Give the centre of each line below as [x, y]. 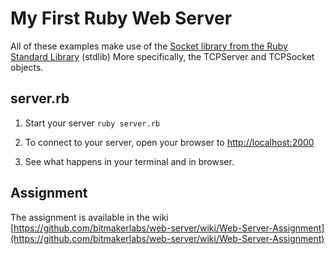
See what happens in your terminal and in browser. [129, 161]
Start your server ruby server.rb [92, 123]
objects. [27, 67]
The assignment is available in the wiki [89, 217]
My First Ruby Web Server [121, 18]
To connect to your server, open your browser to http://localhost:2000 [169, 142]
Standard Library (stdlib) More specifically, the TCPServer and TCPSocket [162, 56]
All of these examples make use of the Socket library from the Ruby [149, 46]
